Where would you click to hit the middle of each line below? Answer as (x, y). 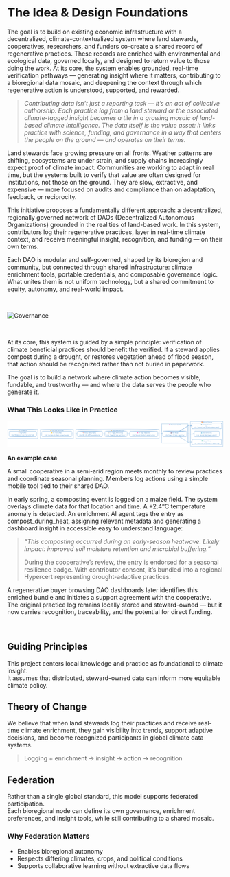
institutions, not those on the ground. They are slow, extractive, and (102, 182)
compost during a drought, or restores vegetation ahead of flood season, (111, 356)
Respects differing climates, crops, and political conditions (100, 858)
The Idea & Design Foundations (98, 13)
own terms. (23, 246)
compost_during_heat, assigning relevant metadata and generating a (104, 521)
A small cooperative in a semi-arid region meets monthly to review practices (115, 471)
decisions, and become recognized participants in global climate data (105, 738)
